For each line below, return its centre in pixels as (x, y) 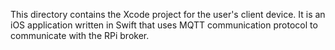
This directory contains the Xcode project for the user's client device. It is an (168, 14)
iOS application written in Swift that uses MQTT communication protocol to (164, 25)
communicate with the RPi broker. (80, 35)
